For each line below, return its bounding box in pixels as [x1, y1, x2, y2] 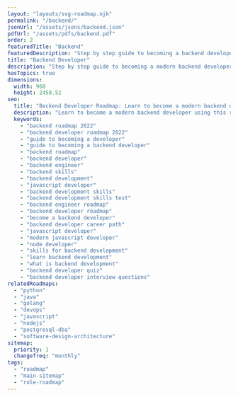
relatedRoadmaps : [7, 280, 59, 287]
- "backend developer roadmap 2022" [20, 129, 129, 136]
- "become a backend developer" [20, 214, 115, 221]
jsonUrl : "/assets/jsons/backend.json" [7, 23, 125, 30]
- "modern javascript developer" [20, 234, 119, 241]
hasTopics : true [7, 69, 55, 76]
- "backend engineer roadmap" [20, 201, 110, 209]
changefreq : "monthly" [13, 352, 81, 359]
